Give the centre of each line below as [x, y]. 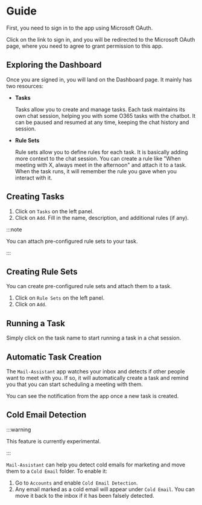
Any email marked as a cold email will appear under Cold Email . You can [105, 489]
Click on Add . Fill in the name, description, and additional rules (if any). [102, 217]
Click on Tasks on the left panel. [54, 211]
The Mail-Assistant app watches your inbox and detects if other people [96, 372]
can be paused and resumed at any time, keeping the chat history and [102, 122]
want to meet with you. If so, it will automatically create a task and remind [97, 378]
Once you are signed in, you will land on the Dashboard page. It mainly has [99, 79]
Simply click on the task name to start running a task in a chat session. [94, 338]
